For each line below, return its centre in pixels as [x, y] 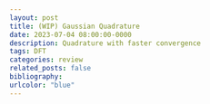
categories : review [46, 60]
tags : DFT [28, 52]
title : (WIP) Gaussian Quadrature [75, 26]
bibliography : [36, 77]
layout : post [34, 18]
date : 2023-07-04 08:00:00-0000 [70, 34]
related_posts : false [50, 69]
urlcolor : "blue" [42, 85]
